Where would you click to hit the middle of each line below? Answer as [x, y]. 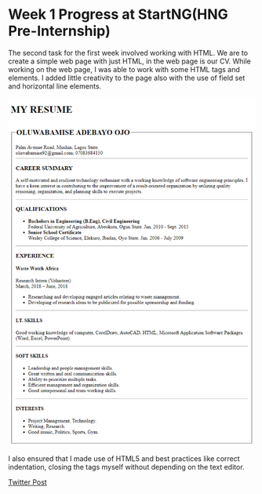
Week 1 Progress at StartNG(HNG [118, 15]
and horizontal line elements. [55, 86]
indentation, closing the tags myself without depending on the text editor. [126, 467]
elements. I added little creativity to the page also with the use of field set [127, 78]
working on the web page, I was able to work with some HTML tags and [124, 69]
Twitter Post [27, 482]
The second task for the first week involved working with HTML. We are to [128, 53]
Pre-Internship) [60, 31]
